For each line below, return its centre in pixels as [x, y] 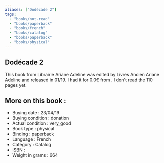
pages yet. [16, 85]
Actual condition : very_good [42, 123]
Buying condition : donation [41, 118]
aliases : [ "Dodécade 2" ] [31, 10]
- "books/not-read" [30, 19]
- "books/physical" [30, 42]
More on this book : [36, 100]
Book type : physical [33, 129]
